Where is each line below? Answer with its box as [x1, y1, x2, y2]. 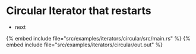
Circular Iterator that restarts [6, 4, 151, 18]
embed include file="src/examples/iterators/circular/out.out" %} [6, 41, 163, 48]
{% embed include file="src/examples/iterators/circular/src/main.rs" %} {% [6, 35, 191, 42]
